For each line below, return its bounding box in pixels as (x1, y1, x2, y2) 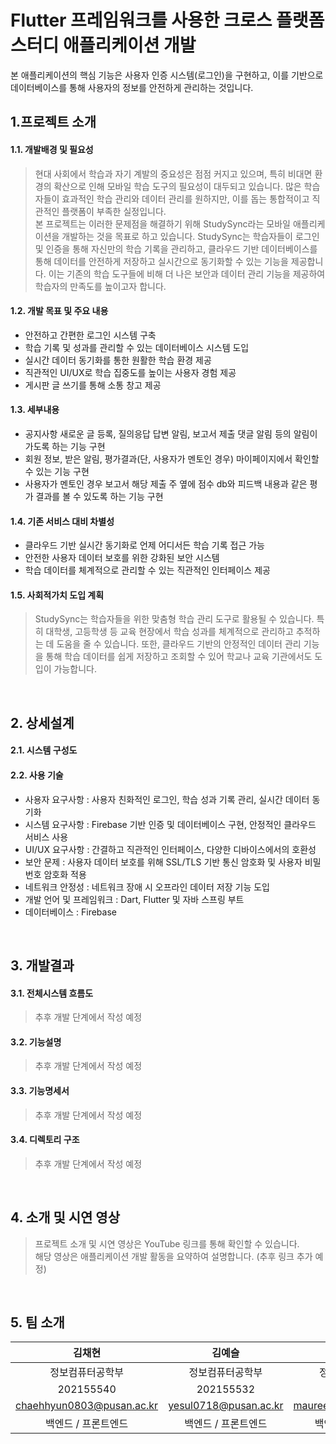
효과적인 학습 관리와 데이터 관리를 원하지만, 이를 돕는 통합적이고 (61, 192, 310, 205)
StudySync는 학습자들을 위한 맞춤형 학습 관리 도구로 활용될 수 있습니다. (34, 613, 315, 625)
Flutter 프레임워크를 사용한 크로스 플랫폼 (10, 9, 325, 32)
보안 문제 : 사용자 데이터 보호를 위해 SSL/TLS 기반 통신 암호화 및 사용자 (24, 856, 303, 868)
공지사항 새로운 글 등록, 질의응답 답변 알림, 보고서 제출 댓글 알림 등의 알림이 (24, 427, 318, 440)
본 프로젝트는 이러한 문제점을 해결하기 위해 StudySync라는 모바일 (34, 217, 291, 230)
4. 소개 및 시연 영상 (10, 1209, 120, 1226)
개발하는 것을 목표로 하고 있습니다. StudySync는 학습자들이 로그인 (61, 230, 320, 242)
